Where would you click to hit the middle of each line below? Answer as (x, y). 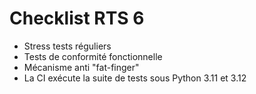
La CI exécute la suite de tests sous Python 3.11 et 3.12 (135, 78)
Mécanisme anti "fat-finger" (81, 67)
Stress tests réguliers (67, 46)
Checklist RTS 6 (77, 18)
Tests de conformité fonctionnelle (93, 56)
